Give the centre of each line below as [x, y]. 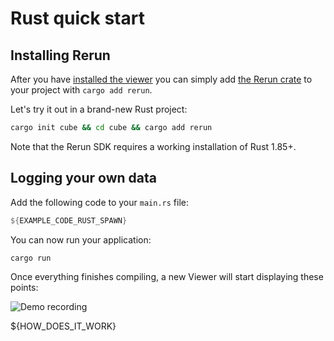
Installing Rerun [60, 55]
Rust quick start [77, 18]
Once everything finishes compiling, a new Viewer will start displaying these [167, 276]
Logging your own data [83, 178]
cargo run [31, 258]
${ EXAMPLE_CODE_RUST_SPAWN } [69, 220]
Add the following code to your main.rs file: [99, 202]
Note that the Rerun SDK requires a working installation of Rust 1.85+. [153, 146]
